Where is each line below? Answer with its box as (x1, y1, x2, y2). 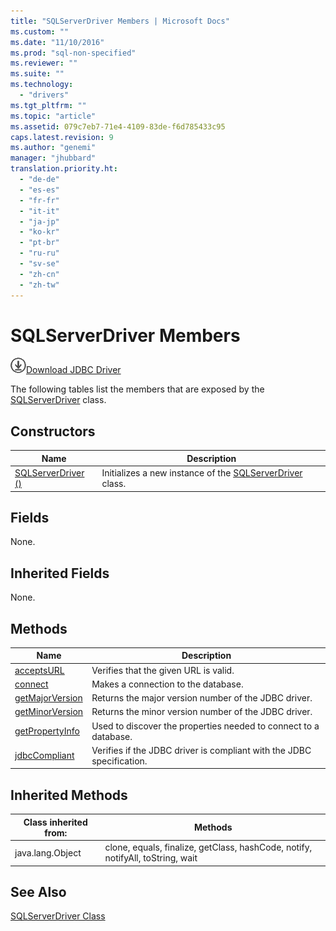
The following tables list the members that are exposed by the (10, 383, 265, 395)
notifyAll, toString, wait (104, 852, 198, 864)
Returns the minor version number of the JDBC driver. (91, 706, 313, 718)
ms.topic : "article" (10, 111, 97, 121)
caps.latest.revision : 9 (10, 132, 114, 142)
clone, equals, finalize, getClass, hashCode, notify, (104, 841, 313, 853)
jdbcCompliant (14, 750, 75, 762)
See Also (10, 883, 67, 900)
